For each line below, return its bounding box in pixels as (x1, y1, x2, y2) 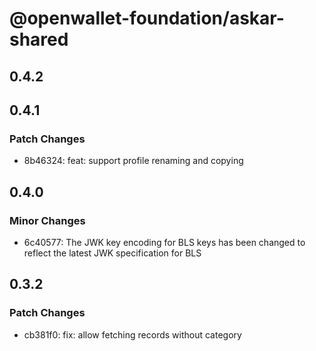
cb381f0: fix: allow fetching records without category (23, 328, 242, 341)
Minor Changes (9, 213, 86, 227)
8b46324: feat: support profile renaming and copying (23, 155, 244, 167)
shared (9, 28, 69, 51)
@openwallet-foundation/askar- (9, 7, 285, 30)
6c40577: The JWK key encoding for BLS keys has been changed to (23, 236, 306, 248)
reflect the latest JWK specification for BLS (23, 247, 202, 259)
